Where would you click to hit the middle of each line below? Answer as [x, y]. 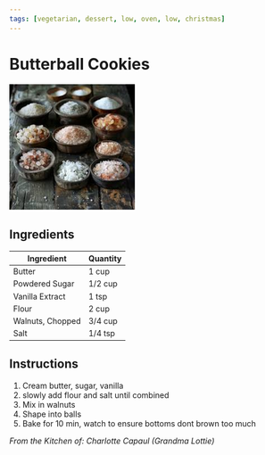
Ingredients [42, 234]
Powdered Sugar [44, 284]
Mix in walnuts [49, 404]
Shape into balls [52, 414]
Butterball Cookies [79, 64]
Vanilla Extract [39, 296]
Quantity [105, 258]
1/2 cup [103, 284]
